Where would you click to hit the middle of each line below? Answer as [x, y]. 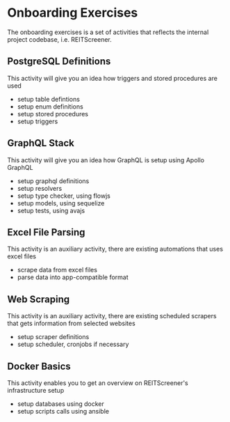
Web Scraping [39, 299]
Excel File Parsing [46, 232]
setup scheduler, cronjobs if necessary [73, 344]
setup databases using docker [60, 404]
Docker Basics [39, 366]
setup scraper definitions [53, 337]
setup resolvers [40, 188]
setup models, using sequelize [61, 203]
